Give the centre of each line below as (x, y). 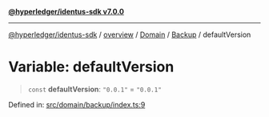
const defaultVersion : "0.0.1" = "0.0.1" (94, 89)
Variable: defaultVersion (91, 67)
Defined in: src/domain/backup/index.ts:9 (77, 104)
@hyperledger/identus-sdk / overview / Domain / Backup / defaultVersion (130, 34)
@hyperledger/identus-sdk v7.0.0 (66, 12)
